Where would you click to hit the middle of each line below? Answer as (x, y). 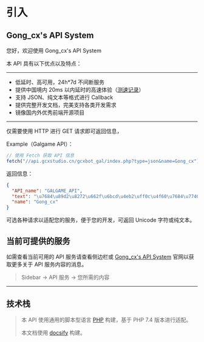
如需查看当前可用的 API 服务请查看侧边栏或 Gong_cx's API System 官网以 (98, 256)
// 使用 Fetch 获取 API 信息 (40, 156)
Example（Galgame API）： (40, 144)
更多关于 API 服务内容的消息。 (49, 264)
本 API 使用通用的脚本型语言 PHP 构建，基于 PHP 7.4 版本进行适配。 (106, 320)
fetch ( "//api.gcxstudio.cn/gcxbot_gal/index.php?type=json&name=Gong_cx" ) (103, 161)
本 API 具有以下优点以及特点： (44, 63)
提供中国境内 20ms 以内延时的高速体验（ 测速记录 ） (80, 90)
